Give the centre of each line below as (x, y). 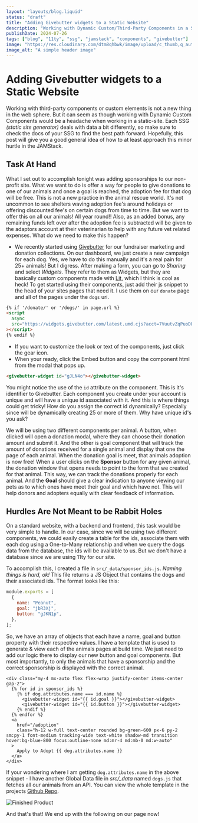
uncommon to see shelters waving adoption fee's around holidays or (89, 204)
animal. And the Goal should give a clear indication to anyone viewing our (95, 480)
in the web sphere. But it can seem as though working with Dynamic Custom (99, 114)
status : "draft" (26, 17)
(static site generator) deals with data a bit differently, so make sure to (91, 127)
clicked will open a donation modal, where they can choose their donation (96, 436)
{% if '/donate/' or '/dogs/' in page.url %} (63, 308)
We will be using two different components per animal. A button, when (91, 430)
